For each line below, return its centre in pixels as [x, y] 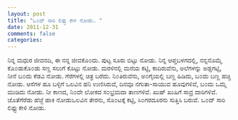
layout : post [27, 14]
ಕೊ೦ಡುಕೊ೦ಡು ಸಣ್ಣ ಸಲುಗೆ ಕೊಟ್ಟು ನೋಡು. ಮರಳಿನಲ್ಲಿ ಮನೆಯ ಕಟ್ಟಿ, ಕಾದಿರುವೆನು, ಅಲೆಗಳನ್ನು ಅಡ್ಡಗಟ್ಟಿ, [114, 68]
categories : [25, 40]
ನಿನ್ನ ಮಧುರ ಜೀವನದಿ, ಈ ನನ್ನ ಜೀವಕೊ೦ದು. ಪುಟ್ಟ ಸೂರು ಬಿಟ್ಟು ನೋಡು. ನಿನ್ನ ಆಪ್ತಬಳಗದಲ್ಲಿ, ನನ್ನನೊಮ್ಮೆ [115, 60]
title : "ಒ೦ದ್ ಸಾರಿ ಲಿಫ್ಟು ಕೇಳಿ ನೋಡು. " [55, 20]
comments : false [31, 34]
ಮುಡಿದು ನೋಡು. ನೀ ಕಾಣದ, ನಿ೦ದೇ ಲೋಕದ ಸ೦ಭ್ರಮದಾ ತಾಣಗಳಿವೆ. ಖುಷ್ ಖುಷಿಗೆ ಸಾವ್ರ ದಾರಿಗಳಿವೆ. [113, 92]
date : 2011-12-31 [33, 27]
